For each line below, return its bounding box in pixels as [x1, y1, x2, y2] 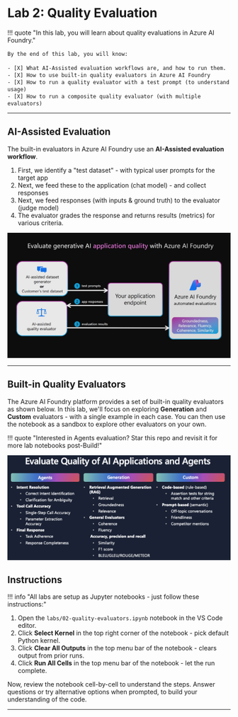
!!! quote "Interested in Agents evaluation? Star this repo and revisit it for [7, 433, 218, 442]
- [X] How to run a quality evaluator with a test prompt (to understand [7, 79, 230, 86]
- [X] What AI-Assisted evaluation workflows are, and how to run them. [7, 64, 227, 71]
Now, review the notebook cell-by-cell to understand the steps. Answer [7, 680, 215, 689]
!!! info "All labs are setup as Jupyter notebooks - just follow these [7, 592, 200, 601]
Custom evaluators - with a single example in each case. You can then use [7, 412, 226, 420]
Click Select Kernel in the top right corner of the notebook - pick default [17, 629, 229, 638]
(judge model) [17, 203, 59, 212]
